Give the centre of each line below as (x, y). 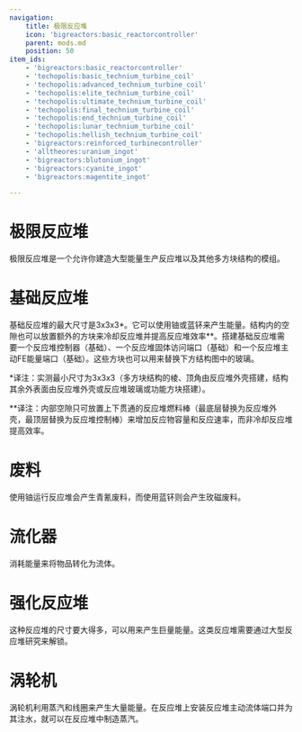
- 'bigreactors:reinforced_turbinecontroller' (114, 143)
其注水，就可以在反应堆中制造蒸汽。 (76, 718)
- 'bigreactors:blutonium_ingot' (88, 160)
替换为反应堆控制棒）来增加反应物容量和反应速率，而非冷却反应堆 (170, 420)
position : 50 (50, 51)
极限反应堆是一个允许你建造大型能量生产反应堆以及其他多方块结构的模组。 (147, 258)
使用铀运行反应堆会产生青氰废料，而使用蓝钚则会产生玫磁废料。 (127, 497)
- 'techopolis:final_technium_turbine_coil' (110, 110)
